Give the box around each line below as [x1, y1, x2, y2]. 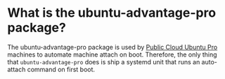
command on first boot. [27, 65, 96, 73]
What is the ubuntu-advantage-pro [7, 5, 217, 21]
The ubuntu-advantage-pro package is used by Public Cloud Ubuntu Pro [7, 43, 218, 51]
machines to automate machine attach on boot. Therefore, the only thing [7, 50, 217, 59]
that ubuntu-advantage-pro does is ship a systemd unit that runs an [7, 57, 200, 66]
